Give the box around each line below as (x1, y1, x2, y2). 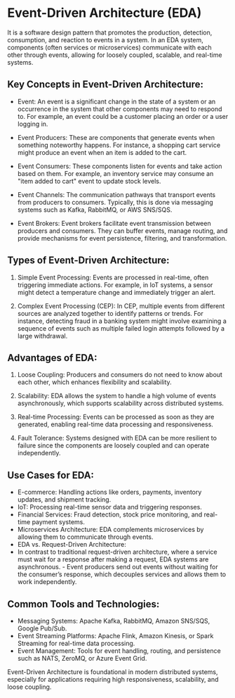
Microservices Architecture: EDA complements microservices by (17, 526, 204, 534)
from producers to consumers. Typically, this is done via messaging (17, 198, 214, 206)
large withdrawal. (17, 331, 68, 340)
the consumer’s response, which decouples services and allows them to (17, 570, 227, 578)
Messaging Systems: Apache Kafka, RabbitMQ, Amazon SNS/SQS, (17, 617, 210, 625)
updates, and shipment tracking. (17, 495, 112, 504)
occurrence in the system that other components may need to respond (17, 104, 222, 113)
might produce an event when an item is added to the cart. (17, 148, 187, 156)
